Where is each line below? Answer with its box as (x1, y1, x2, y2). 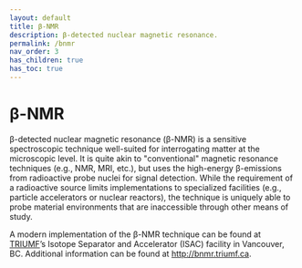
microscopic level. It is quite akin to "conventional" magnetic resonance (9, 152, 278, 164)
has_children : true (9, 56, 84, 65)
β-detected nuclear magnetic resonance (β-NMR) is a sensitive (9, 133, 247, 144)
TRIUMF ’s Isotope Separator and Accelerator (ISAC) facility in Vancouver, (9, 238, 285, 249)
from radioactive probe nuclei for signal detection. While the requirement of (9, 172, 294, 183)
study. (9, 211, 34, 222)
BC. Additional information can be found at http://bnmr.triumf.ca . (9, 248, 252, 259)
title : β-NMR (9, 22, 59, 31)
